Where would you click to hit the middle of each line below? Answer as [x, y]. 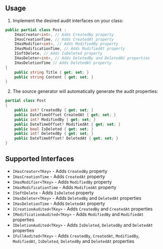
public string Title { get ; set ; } [52, 72]
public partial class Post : [36, 30]
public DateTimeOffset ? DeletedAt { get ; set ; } [66, 138]
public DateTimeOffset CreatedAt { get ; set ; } [65, 115]
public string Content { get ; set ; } [54, 77]
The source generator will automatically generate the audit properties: [85, 91]
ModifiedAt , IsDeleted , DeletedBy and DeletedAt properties [73, 241]
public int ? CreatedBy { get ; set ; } [54, 110]
